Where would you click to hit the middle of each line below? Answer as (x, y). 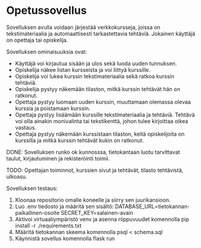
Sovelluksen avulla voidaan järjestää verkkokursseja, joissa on (84, 27)
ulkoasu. (17, 176)
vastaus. (26, 127)
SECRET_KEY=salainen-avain (97, 212)
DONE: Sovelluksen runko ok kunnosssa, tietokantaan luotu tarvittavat (93, 152)
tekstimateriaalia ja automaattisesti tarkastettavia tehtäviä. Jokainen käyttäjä (101, 33)
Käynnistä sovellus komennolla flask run (65, 238)
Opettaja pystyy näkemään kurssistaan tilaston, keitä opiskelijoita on (100, 134)
